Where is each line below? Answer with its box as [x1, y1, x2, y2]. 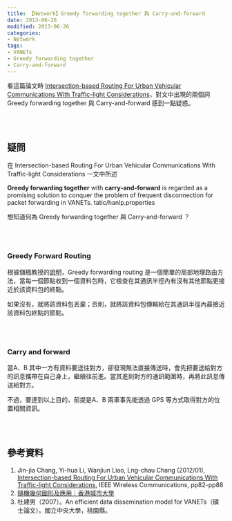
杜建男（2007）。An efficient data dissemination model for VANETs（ [17, 497, 213, 506]
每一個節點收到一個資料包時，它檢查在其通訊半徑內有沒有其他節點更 [25, 276, 219, 284]
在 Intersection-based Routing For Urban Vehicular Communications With [7, 161, 215, 170]
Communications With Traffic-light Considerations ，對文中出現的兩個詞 [7, 90, 211, 98]
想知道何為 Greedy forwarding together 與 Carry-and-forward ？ [7, 212, 190, 221]
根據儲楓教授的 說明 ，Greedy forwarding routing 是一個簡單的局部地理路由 [7, 268, 217, 276]
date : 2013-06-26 [7, 17, 57, 24]
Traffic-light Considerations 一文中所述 [7, 170, 117, 179]
